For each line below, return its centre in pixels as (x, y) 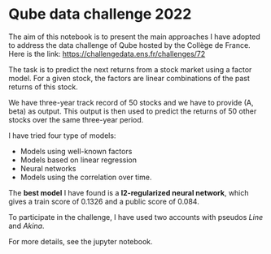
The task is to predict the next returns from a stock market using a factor (130, 69)
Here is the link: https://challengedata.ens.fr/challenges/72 (107, 54)
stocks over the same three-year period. (76, 119)
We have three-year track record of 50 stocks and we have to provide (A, (131, 102)
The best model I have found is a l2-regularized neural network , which (129, 192)
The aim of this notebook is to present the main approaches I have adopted (134, 37)
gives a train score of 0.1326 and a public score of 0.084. (104, 201)
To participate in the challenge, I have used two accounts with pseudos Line (135, 217)
